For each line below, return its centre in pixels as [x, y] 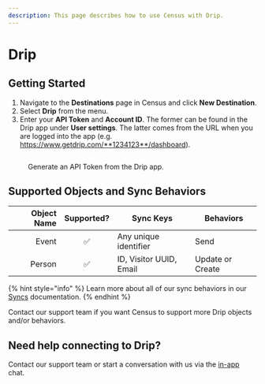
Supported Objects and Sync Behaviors [107, 191]
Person [43, 264]
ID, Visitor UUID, [147, 259]
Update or [213, 259]
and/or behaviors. [37, 321]
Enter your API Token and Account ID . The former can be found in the [134, 119]
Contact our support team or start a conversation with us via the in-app [124, 364]
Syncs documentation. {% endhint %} [70, 297]
